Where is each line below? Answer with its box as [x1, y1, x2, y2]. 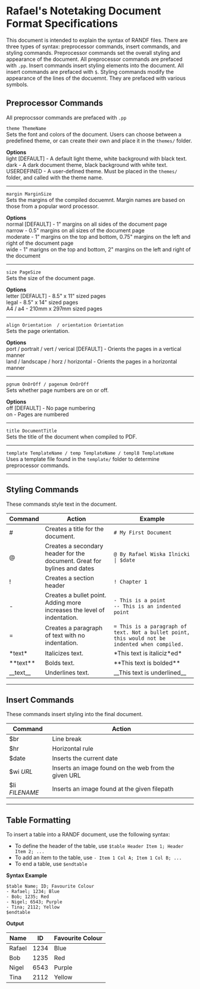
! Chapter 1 [113, 578, 148, 585]
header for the [45, 549, 85, 558]
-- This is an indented [113, 603, 181, 609]
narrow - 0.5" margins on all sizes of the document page [6, 226, 145, 234]
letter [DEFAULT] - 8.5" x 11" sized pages [6, 292, 106, 299]
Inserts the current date [52, 754, 118, 763]
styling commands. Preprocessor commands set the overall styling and [6, 49, 180, 56]
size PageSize [6, 269, 42, 275]
